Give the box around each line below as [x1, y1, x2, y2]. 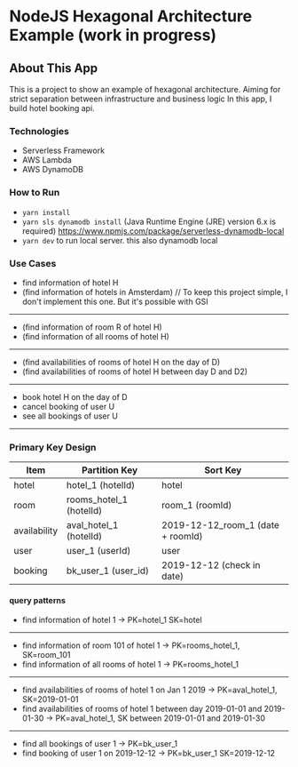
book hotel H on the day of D [21, 391, 128, 402]
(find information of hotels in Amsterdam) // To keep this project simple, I [21, 286, 288, 297]
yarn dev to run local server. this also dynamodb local [21, 235, 218, 245]
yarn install [21, 208, 71, 217]
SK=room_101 [21, 650, 71, 660]
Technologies [9, 124, 69, 137]
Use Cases [9, 257, 57, 269]
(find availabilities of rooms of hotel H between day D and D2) [21, 366, 248, 377]
